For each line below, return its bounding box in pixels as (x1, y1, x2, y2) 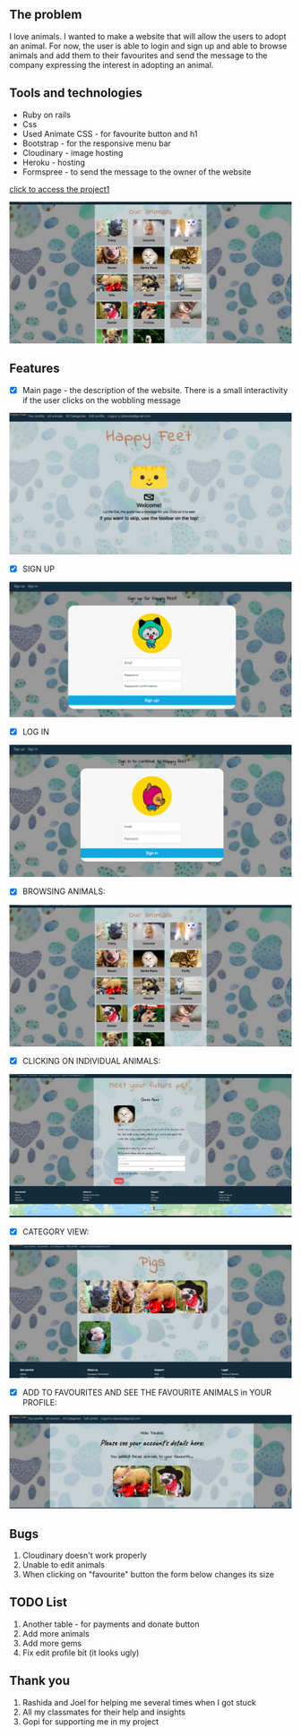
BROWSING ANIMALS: (21, 886, 106, 897)
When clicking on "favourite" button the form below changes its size (21, 1569, 275, 1579)
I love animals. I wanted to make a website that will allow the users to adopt (9, 30, 287, 41)
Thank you (9, 1673, 70, 1689)
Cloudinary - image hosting (21, 147, 124, 158)
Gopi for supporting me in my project (21, 1715, 159, 1727)
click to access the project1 (9, 184, 110, 194)
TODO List (9, 1594, 67, 1611)
